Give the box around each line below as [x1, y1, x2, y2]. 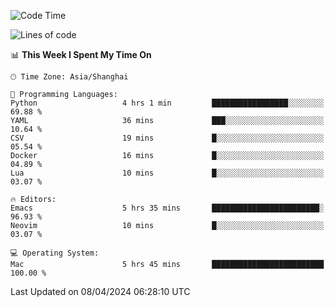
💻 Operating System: [10, 248, 100, 258]
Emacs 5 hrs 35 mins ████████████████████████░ [10, 203, 325, 213]
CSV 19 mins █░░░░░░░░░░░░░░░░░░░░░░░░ [10, 133, 325, 143]
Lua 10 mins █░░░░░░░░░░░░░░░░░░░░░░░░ [10, 168, 325, 178]
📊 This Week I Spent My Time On [10, 49, 152, 60]
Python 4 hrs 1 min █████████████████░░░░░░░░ [10, 98, 325, 108]
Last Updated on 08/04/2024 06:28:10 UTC [10, 286, 191, 297]
